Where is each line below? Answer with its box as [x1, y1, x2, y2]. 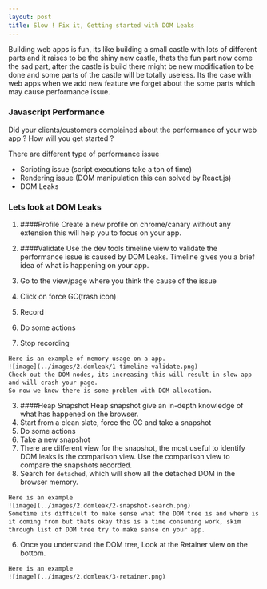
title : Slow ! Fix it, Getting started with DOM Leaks [8, 21, 195, 30]
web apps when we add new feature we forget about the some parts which [8, 78, 256, 88]
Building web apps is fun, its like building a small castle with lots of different [8, 44, 257, 54]
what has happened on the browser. [19, 409, 139, 419]
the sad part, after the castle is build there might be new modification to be [8, 61, 254, 71]
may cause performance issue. [8, 86, 110, 96]
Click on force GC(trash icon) [19, 292, 117, 302]
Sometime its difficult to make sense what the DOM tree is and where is [8, 510, 260, 518]
